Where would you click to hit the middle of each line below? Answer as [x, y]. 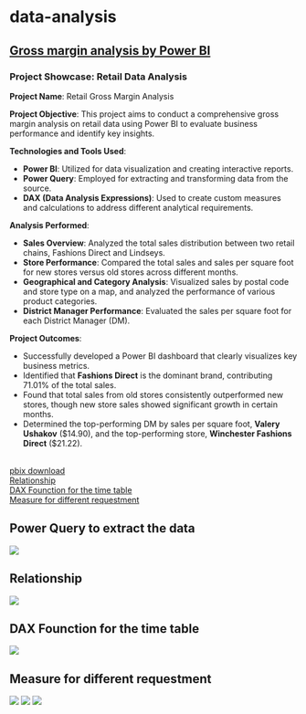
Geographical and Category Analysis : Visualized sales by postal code [156, 281]
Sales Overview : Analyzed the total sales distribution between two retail [158, 243]
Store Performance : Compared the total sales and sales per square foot [158, 262]
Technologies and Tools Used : [68, 151]
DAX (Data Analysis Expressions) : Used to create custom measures [152, 197]
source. [37, 188]
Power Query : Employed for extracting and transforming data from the [155, 178]
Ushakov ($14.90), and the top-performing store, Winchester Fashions [157, 433]
